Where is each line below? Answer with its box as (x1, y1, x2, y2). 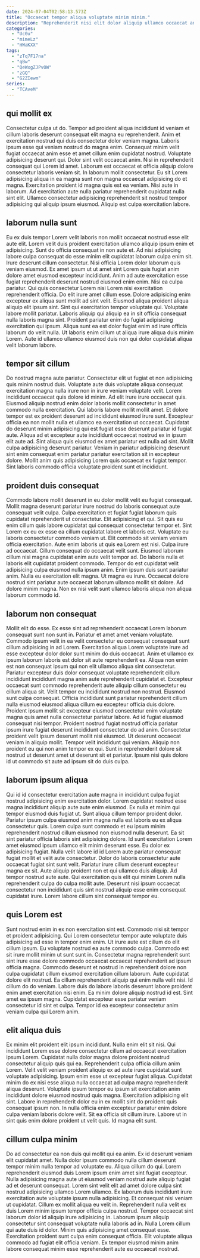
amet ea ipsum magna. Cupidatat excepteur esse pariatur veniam (6, 995, 167, 1003)
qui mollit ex (6, 109, 52, 119)
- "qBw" (11, 58, 31, 64)
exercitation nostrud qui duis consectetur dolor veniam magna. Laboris (6, 137, 180, 144)
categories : (6, 25, 36, 32)
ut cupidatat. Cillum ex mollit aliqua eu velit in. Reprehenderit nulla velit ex (6, 1201, 186, 1208)
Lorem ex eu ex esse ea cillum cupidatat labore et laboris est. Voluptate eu (6, 528, 189, 535)
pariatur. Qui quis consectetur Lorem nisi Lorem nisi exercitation (6, 284, 163, 291)
